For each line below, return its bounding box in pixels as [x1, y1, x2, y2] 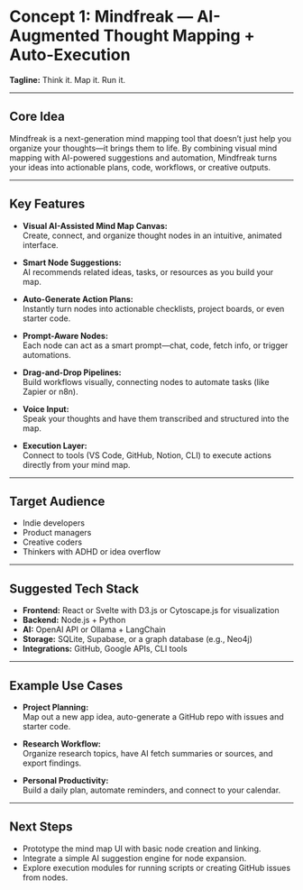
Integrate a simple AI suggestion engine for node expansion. [22, 852, 247, 863]
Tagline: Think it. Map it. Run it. [9, 74, 126, 85]
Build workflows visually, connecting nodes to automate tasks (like [22, 376, 270, 387]
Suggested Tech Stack [9, 581, 140, 596]
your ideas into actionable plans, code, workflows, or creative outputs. [9, 161, 271, 172]
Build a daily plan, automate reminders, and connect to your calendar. [22, 784, 281, 795]
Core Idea [9, 109, 65, 124]
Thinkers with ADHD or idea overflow [22, 546, 161, 557]
